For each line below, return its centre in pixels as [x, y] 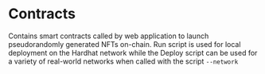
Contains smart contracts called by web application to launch [109, 36]
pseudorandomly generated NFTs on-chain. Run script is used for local [125, 44]
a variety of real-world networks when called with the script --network [123, 61]
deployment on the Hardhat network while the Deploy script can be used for [133, 53]
